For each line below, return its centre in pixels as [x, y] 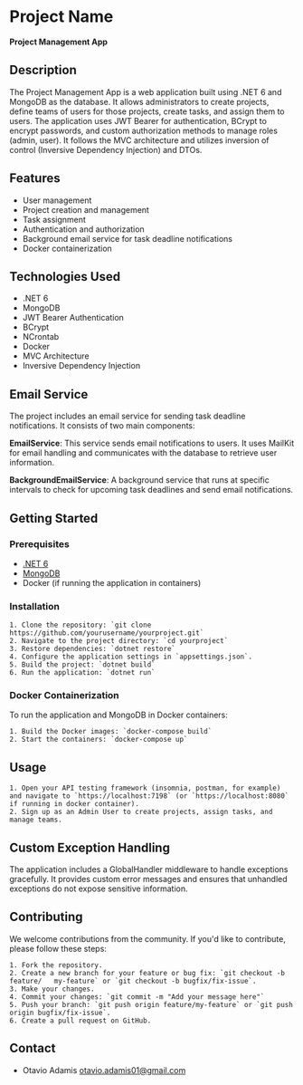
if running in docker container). [75, 804]
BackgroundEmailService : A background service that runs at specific [139, 480]
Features [35, 178]
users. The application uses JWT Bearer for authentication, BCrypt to [138, 120]
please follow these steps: [58, 948]
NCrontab [41, 337]
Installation [35, 606]
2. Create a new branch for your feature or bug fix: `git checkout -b [147, 973]
